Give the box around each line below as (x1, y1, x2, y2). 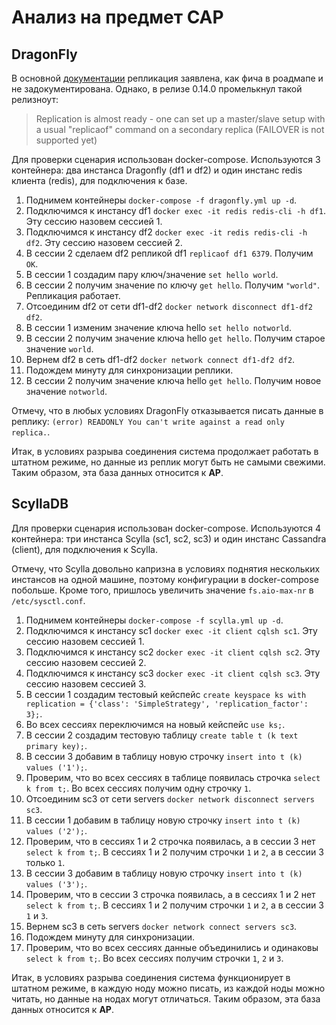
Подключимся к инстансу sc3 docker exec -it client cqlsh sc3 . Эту (25, 667, 321, 679)
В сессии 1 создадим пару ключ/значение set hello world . (25, 269, 279, 280)
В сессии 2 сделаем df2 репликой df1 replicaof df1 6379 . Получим (25, 247, 314, 259)
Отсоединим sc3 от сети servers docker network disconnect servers (25, 792, 316, 805)
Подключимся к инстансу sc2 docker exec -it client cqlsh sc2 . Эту (25, 646, 321, 658)
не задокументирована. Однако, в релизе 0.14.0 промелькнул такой (11, 83, 303, 95)
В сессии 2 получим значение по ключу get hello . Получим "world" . (25, 279, 321, 291)
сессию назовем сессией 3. (25, 677, 147, 690)
